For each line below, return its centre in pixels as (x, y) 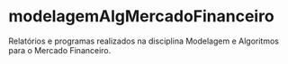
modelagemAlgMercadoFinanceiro (142, 16)
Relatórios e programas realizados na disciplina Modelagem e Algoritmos (144, 41)
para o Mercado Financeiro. (60, 50)
